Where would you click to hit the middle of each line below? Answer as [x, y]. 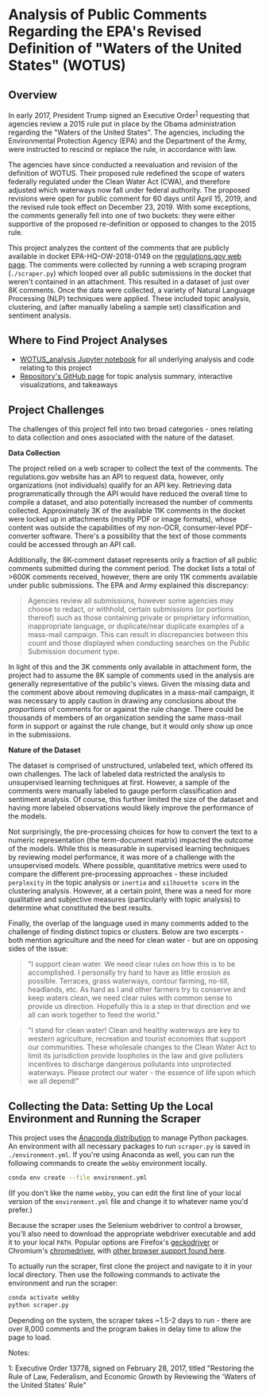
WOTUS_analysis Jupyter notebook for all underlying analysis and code [137, 359]
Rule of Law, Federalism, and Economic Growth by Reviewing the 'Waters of [132, 1376]
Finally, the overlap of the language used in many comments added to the [128, 923]
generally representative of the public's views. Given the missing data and [129, 684]
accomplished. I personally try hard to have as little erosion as [129, 972]
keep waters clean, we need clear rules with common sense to [130, 998]
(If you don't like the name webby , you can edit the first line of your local [125, 1193]
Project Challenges [56, 410]
